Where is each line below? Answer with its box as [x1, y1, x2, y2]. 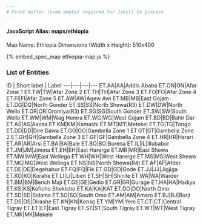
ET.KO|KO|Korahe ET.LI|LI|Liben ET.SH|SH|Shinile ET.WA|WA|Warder [6, 172, 179, 180]
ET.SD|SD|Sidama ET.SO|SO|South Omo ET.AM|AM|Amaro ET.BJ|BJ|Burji [6, 192, 191, 199]
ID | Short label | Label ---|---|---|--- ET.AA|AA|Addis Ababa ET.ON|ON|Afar [6, 82, 197, 89]
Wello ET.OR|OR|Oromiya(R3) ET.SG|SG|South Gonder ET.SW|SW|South [6, 107, 187, 115]
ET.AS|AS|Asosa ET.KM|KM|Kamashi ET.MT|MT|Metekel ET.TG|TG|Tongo [6, 121, 191, 128]
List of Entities [6, 68, 50, 76]
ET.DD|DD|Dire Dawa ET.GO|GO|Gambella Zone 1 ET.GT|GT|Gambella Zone [6, 127, 195, 134]
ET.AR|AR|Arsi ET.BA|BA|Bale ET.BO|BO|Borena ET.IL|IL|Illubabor [6, 140, 170, 148]
